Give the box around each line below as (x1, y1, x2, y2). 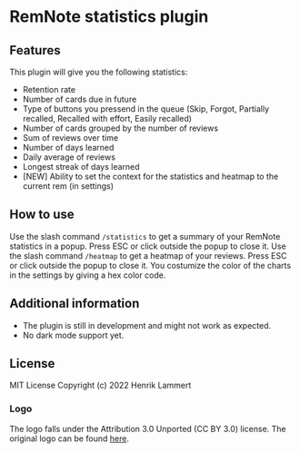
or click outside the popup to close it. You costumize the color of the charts (9, 260, 292, 271)
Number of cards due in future (22, 94, 137, 104)
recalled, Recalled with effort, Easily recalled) (22, 113, 193, 123)
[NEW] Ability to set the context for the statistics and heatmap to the (22, 171, 279, 182)
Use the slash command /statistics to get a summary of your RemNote (9, 231, 281, 241)
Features (9, 43, 61, 58)
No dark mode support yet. (22, 330, 125, 340)
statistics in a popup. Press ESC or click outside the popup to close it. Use (9, 241, 286, 251)
